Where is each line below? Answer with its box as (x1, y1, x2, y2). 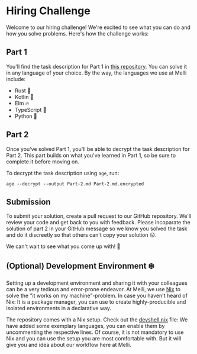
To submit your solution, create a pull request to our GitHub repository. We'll (6, 213, 192, 220)
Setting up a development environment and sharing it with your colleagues (6, 279, 188, 287)
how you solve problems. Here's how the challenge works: (6, 30, 149, 37)
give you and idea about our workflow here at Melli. (6, 342, 131, 349)
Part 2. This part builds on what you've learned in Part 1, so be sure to (6, 152, 176, 159)
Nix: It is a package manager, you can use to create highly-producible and (6, 298, 186, 305)
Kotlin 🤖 (14, 93, 34, 100)
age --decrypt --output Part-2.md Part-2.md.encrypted (6, 181, 144, 187)
